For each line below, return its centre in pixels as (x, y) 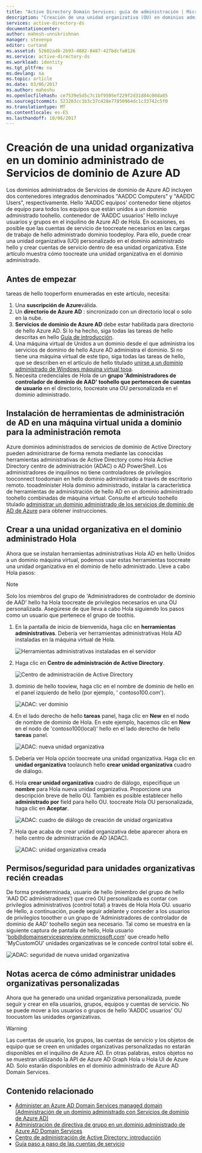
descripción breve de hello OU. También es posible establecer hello (99, 795)
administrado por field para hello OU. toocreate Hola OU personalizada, (104, 802)
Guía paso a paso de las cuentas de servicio (70, 1144)
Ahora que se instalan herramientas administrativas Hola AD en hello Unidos (101, 553)
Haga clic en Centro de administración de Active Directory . (90, 662)
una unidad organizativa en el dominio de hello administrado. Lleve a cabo (98, 566)
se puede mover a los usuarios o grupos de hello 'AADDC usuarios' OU (94, 1011)
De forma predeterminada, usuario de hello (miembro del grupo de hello (95, 892)
